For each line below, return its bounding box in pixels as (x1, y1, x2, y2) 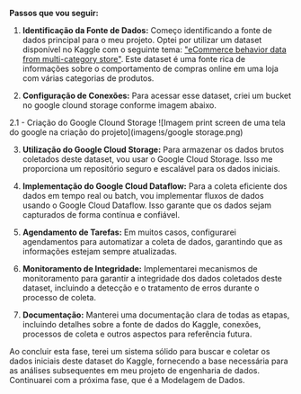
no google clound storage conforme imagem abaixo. (22, 100, 217, 111)
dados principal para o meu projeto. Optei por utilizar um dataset (22, 35, 262, 45)
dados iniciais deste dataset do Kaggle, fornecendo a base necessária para (9, 355, 289, 366)
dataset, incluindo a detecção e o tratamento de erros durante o (22, 282, 260, 293)
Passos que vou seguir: (9, 8, 99, 18)
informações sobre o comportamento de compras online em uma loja (22, 63, 279, 74)
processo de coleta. (22, 292, 97, 302)
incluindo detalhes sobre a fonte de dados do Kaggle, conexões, (22, 319, 261, 329)
